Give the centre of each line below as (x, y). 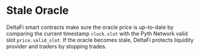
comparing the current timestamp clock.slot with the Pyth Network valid (97, 33)
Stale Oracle (38, 11)
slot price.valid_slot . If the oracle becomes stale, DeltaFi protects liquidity (100, 40)
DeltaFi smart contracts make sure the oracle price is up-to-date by (90, 27)
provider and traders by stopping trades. (57, 46)
